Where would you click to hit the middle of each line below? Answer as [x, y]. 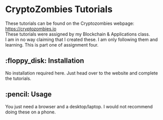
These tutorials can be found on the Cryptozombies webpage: [70, 23]
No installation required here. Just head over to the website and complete [82, 73]
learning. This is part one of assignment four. [52, 45]
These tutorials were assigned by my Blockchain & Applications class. [78, 34]
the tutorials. [18, 78]
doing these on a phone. [31, 112]
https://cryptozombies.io [31, 28]
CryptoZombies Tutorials [59, 9]
